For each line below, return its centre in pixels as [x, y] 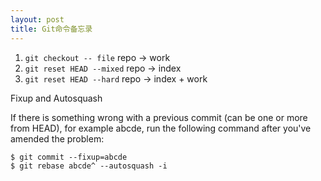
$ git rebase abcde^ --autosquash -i [89, 166]
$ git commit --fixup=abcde [69, 157]
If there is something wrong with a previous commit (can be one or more [159, 117]
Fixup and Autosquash [56, 98]
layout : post [37, 19]
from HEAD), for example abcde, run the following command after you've [161, 128]
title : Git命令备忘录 [51, 29]
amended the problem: [57, 138]
